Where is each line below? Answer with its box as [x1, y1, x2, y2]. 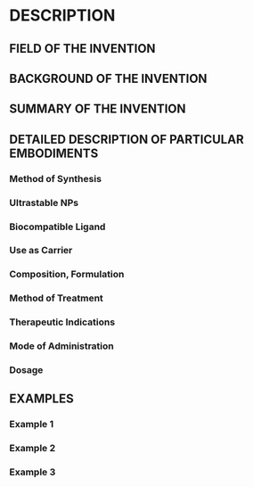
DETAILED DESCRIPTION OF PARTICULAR [9, 131, 244, 147]
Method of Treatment [9, 292, 104, 304]
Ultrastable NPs [9, 196, 78, 209]
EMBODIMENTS [9, 145, 99, 161]
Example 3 [9, 466, 56, 478]
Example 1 [9, 418, 54, 431]
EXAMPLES [9, 392, 74, 407]
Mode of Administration [9, 340, 114, 352]
